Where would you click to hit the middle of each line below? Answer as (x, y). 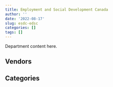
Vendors (18, 62)
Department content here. (31, 46)
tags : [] (14, 32)
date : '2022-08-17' (25, 19)
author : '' (16, 14)
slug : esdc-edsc (22, 23)
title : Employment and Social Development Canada (57, 10)
